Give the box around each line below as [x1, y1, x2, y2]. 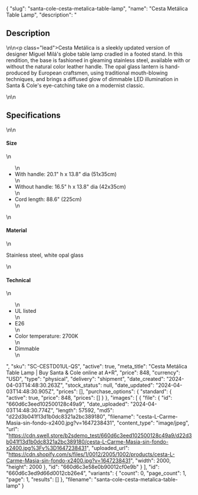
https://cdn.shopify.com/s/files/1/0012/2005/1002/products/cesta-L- [8, 451, 175, 458]
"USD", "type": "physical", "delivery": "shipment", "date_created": [6, 376, 166, 383]
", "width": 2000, [130, 457, 171, 464]
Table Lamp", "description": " [6, 11, 77, 18]
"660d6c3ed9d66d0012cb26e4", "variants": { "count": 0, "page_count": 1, [6, 470, 187, 477]
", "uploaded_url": [86, 445, 130, 452]
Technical [6, 276, 31, 283]
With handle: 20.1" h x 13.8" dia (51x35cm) [14, 170, 117, 177]
